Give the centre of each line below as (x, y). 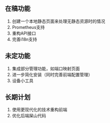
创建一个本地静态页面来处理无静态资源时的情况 (58, 21)
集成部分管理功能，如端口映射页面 (46, 68)
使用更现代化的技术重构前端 (40, 109)
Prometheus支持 (28, 27)
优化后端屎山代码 (29, 116)
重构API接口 (24, 33)
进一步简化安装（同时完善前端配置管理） (52, 74)
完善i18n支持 (24, 39)
